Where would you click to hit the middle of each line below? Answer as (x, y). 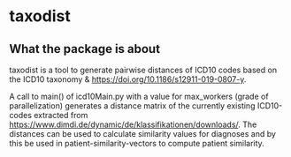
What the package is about (85, 49)
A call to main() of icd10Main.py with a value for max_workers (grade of (139, 96)
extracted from (61, 115)
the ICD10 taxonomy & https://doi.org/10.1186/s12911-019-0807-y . (128, 79)
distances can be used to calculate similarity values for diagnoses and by (143, 134)
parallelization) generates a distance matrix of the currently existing (132, 106)
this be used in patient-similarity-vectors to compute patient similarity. (137, 143)
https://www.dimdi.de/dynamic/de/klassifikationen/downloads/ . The (133, 124)
